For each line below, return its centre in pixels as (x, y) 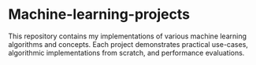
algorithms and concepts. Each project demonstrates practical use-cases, (128, 44)
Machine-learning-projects (99, 14)
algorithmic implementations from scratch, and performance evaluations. (126, 52)
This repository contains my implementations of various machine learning (127, 36)
